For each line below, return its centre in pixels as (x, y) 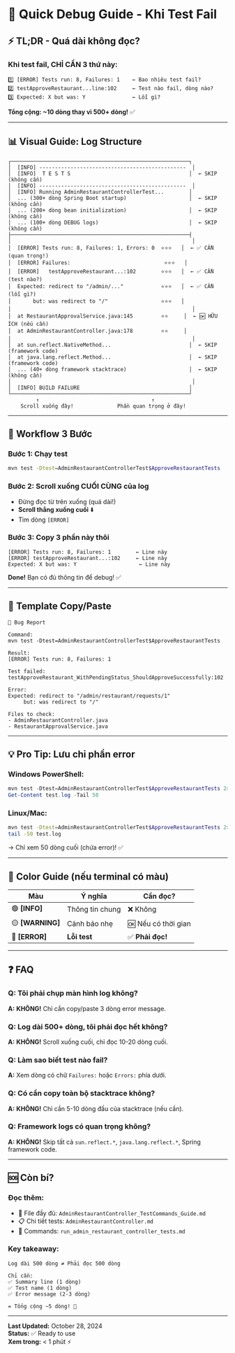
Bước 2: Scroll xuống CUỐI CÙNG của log (78, 487)
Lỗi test (79, 936)
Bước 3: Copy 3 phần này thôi (59, 538)
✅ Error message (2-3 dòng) (50, 1294)
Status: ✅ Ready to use (42, 1333)
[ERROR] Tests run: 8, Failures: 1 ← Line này (88, 552)
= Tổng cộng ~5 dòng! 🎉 (43, 1306)
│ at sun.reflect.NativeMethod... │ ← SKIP (113, 345)
